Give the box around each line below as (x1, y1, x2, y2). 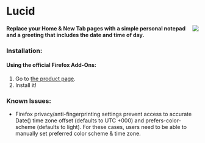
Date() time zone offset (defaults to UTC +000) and (15, 117, 145, 124)
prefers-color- (145, 117, 181, 124)
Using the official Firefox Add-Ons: (6, 61, 96, 69)
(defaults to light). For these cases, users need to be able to (36, 124, 187, 131)
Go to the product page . (15, 75, 76, 82)
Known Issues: (6, 96, 52, 105)
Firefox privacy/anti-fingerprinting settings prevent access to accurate (15, 111, 192, 118)
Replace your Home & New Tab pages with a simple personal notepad (6, 24, 186, 32)
